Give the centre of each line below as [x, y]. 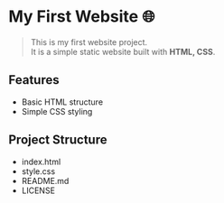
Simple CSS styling [57, 111]
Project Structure [58, 140]
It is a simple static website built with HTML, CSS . [123, 51]
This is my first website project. [89, 42]
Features [34, 80]
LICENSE [38, 190]
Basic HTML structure [62, 102]
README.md [45, 180]
